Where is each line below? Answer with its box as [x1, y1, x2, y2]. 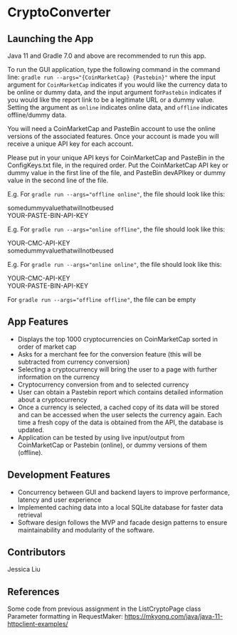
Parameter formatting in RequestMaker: [7, 612, 123, 621]
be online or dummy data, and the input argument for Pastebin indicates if [7, 88, 222, 96]
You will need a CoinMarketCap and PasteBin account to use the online [7, 125, 216, 132]
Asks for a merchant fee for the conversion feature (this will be [17, 350, 201, 358]
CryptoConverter [7, 4, 112, 21]
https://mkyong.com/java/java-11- [124, 612, 223, 621]
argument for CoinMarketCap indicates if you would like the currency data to [7, 80, 228, 89]
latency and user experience [17, 495, 102, 504]
